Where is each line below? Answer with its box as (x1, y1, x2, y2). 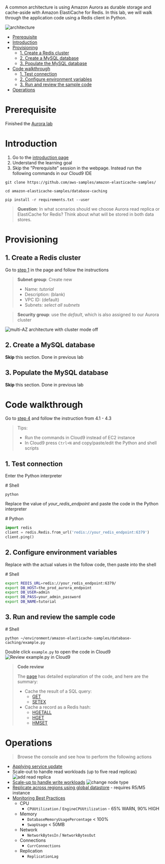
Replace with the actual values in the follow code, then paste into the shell (5, 561, 157, 567)
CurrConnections (27, 843, 61, 849)
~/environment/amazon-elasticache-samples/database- (20, 635, 132, 640)
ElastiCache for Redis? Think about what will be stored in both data (17, 211, 154, 217)
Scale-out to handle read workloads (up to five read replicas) (12, 769, 137, 775)
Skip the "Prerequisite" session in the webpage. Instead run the (12, 165, 142, 171)
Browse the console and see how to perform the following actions (17, 754, 152, 760)
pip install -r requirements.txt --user (5, 197, 90, 202)
